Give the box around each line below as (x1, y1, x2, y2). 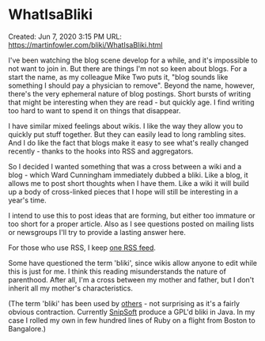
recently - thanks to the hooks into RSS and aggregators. (8, 146, 194, 156)
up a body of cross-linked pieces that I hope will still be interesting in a (8, 187, 239, 196)
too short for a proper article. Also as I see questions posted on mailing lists (8, 219, 255, 229)
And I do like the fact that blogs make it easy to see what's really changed (8, 138, 249, 147)
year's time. (8, 195, 47, 205)
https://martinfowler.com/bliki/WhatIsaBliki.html (8, 40, 163, 49)
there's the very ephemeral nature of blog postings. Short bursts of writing (8, 89, 252, 98)
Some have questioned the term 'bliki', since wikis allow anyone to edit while (8, 258, 257, 267)
